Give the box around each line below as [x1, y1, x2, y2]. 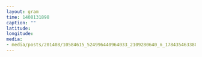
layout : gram [6, 8, 39, 15]
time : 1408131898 [6, 14, 50, 20]
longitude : [6, 31, 34, 37]
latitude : [6, 25, 31, 31]
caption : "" [6, 20, 36, 26]
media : [6, 36, 23, 42]
